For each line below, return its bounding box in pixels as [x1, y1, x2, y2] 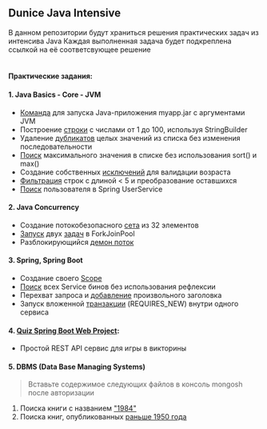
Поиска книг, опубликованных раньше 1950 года [19, 412, 187, 422]
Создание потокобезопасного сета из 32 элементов [19, 220, 199, 230]
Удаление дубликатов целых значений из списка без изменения [19, 133, 241, 142]
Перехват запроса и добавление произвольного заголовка [19, 291, 222, 300]
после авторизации [27, 388, 94, 398]
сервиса [19, 307, 50, 317]
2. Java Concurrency [8, 202, 80, 212]
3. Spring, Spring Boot [8, 255, 83, 265]
